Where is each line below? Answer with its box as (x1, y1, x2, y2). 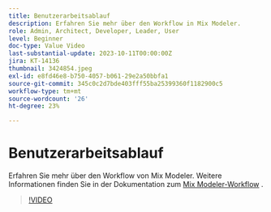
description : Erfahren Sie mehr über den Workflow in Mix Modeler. (8, 19, 242, 28)
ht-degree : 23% (8, 102, 60, 110)
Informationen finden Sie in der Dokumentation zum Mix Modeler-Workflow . (8, 180, 264, 189)
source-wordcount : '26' (8, 95, 89, 103)
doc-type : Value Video (8, 42, 85, 50)
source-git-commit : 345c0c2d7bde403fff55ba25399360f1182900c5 (8, 79, 223, 87)
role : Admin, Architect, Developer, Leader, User (8, 27, 180, 35)
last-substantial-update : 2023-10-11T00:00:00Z (8, 49, 173, 57)
